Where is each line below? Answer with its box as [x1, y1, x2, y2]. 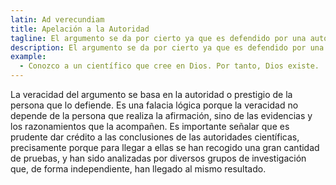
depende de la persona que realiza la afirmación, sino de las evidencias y [10, 110, 313, 121]
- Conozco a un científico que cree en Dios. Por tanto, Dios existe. [19, 61, 320, 71]
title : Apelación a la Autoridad [10, 24, 150, 34]
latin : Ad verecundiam [10, 14, 105, 25]
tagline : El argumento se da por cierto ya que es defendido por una [10, 33, 307, 43]
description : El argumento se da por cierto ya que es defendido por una [10, 42, 325, 53]
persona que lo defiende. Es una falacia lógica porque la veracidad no [10, 99, 299, 111]
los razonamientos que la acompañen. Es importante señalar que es [10, 121, 290, 132]
